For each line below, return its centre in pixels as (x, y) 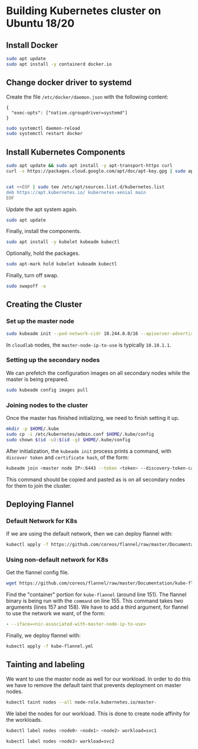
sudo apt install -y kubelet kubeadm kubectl (63, 242)
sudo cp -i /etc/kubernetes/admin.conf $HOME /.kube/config (80, 434)
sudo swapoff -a (26, 286)
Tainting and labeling (45, 665)
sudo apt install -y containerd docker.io (59, 64)
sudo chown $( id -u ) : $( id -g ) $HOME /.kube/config (68, 440)
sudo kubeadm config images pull (47, 390)
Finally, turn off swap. (32, 275)
